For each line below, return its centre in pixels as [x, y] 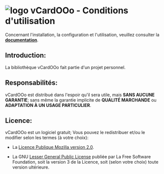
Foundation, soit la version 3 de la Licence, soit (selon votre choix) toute [85, 162]
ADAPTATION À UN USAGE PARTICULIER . [48, 105]
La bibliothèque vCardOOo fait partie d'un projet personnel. [65, 67]
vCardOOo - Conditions [79, 11]
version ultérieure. [31, 167]
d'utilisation [30, 21]
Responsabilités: [32, 83]
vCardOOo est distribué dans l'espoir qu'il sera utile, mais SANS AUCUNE [80, 95]
